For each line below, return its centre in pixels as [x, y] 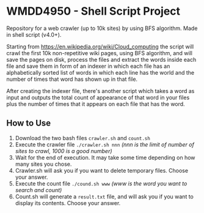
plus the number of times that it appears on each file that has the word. [96, 104]
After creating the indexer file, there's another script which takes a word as [100, 91]
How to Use [29, 123]
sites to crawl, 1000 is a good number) [64, 151]
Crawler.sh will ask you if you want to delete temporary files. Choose [101, 170]
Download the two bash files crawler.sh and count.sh [83, 138]
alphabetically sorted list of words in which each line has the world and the [100, 72]
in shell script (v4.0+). [34, 34]
